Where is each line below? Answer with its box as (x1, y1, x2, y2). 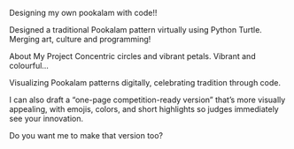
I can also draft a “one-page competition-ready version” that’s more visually (9, 94, 286, 105)
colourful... (9, 61, 49, 71)
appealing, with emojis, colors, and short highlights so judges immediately (9, 104, 279, 114)
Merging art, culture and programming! (9, 34, 151, 44)
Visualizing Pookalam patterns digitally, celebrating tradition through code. (9, 78, 282, 87)
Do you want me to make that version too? (9, 130, 164, 140)
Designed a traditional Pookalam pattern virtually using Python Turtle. (9, 25, 263, 34)
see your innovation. (9, 114, 84, 123)
